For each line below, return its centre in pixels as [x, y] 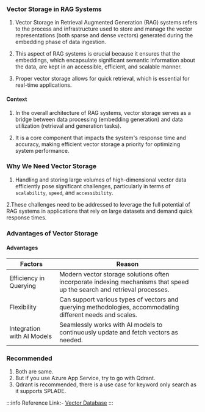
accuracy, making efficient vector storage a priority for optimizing [98, 144]
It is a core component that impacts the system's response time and [100, 138]
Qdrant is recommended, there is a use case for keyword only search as [106, 384]
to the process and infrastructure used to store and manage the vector [104, 29]
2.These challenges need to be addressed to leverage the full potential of [99, 204]
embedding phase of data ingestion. [61, 42]
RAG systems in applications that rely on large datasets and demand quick [100, 211]
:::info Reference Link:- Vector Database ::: [60, 403]
